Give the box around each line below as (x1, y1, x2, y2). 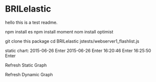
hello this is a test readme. (5, 19, 58, 25)
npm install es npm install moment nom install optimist (5, 29, 113, 34)
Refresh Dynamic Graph (5, 71, 53, 77)
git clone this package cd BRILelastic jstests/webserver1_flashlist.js (5, 38, 139, 44)
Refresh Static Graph (5, 62, 47, 68)
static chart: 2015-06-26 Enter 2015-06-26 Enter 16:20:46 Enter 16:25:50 (5, 48, 152, 53)
